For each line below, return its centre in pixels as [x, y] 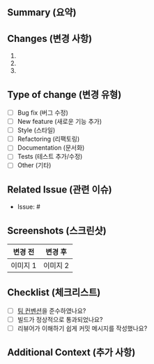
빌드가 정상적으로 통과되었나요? [60, 319]
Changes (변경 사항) [50, 38]
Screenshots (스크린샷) [57, 231]
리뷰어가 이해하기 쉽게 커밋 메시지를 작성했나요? [82, 328]
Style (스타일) [36, 130]
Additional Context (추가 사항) [71, 352]
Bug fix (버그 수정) [43, 113]
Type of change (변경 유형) [64, 94]
